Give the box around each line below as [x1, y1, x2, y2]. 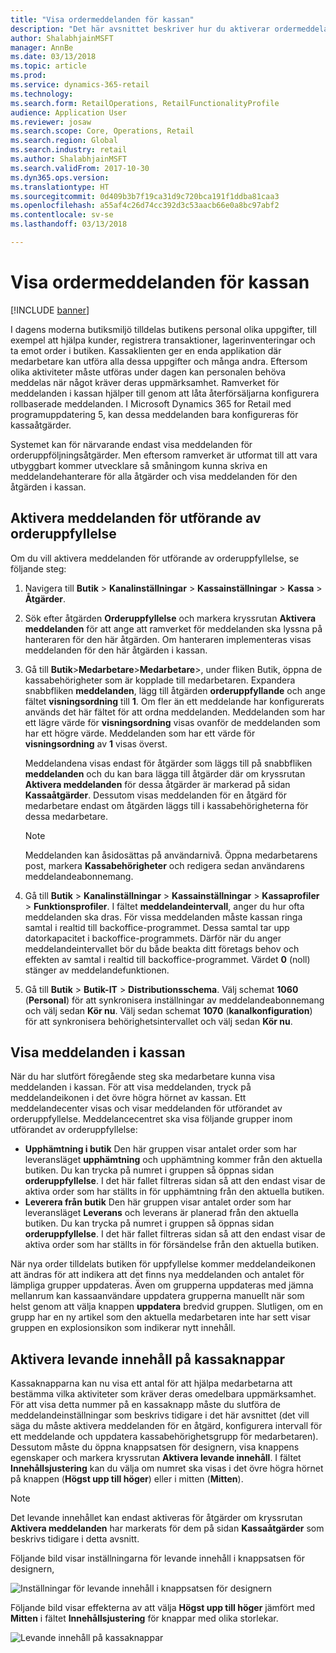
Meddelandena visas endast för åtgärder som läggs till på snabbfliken [24, 757, 313, 769]
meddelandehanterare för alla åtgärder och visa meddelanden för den [10, 470, 298, 482]
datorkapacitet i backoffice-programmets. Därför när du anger [24, 932, 282, 944]
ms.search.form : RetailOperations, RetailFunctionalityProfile [10, 98, 280, 108]
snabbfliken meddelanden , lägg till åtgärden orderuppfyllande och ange [24, 684, 326, 696]
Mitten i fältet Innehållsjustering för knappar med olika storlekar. [10, 1612, 279, 1625]
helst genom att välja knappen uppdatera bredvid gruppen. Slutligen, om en [10, 1301, 324, 1313]
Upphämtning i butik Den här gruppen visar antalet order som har [24, 1143, 298, 1155]
